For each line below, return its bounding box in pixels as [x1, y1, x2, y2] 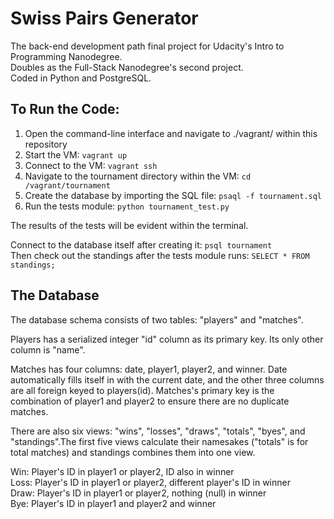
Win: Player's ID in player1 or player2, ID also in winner [10, 465, 235, 477]
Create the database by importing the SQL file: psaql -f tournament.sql [24, 189, 322, 201]
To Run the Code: [10, 101, 120, 118]
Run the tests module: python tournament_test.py [24, 200, 230, 212]
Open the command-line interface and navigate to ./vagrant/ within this [24, 127, 318, 139]
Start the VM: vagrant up [24, 148, 128, 161]
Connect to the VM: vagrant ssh [24, 159, 158, 171]
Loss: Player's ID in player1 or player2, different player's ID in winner [10, 476, 291, 488]
